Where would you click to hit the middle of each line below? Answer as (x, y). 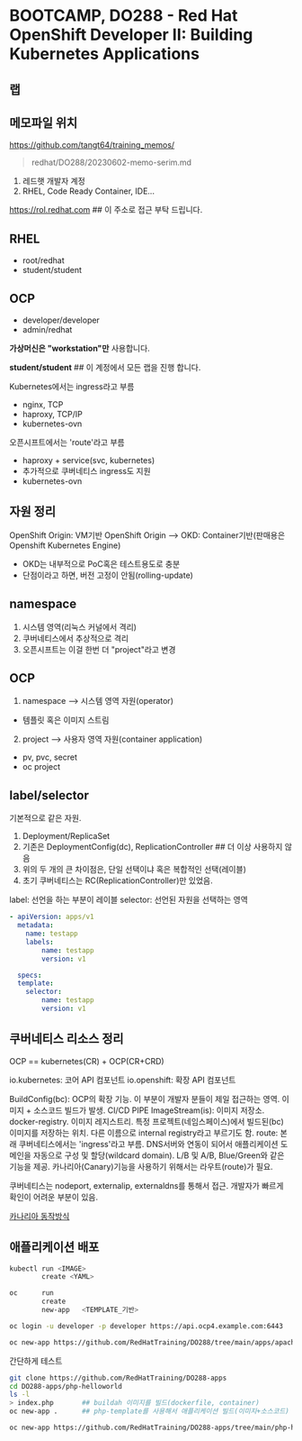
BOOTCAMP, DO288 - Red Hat (124, 16)
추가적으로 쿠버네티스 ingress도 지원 (86, 471)
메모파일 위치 (44, 123)
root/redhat (43, 260)
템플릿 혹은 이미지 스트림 (66, 720)
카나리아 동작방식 (40, 1216)
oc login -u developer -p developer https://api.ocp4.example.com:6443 (146, 1326)
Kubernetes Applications (105, 54)
